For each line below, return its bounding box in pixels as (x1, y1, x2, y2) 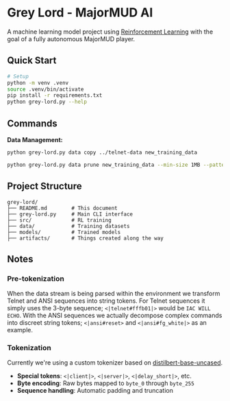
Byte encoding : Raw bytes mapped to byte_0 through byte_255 (16, 379, 195, 387)
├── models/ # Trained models (7, 229, 121, 236)
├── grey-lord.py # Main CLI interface (7, 211, 133, 218)
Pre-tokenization (7, 273, 65, 283)
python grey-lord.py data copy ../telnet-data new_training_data (7, 149, 197, 156)
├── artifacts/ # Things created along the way (7, 235, 164, 242)
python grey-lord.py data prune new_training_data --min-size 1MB (7, 161, 201, 168)
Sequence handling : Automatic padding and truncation (16, 387, 173, 395)
